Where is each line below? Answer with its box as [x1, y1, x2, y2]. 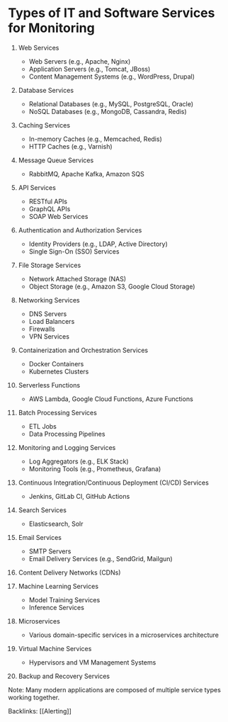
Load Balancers [28, 317, 75, 325]
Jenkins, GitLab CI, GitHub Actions [28, 492, 130, 500]
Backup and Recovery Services [18, 672, 110, 680]
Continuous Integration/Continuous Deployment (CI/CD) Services [18, 478, 210, 487]
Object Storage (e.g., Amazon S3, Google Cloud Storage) [28, 282, 195, 291]
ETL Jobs [28, 422, 57, 430]
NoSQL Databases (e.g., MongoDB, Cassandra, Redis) [28, 107, 187, 115]
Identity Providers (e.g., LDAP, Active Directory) [28, 239, 169, 248]
